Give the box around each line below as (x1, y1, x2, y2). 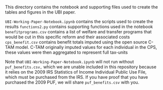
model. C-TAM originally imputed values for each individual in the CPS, (15, 45, 157, 50)
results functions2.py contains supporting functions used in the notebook (5, 24, 153, 30)
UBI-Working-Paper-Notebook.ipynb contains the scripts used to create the (5, 19, 153, 24)
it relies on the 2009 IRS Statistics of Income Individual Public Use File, (5, 69, 147, 75)
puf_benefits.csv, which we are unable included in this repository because (5, 64, 157, 70)
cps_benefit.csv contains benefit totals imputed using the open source (5, 39, 147, 45)
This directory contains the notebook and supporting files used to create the (5, 4, 158, 10)
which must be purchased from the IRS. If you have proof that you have (5, 75, 148, 80)
